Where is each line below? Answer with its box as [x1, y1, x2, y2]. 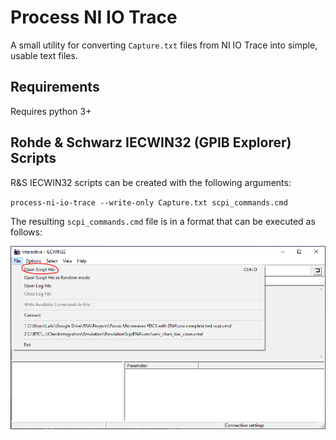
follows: [10, 226, 43, 238]
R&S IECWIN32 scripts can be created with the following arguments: [10, 176, 292, 188]
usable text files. [10, 49, 78, 61]
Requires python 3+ [10, 105, 92, 117]
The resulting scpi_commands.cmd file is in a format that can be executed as [10, 215, 316, 227]
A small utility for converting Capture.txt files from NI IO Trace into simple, [10, 39, 318, 51]
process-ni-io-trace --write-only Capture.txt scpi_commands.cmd [10, 197, 288, 208]
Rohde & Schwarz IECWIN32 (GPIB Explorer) [10, 134, 292, 151]
